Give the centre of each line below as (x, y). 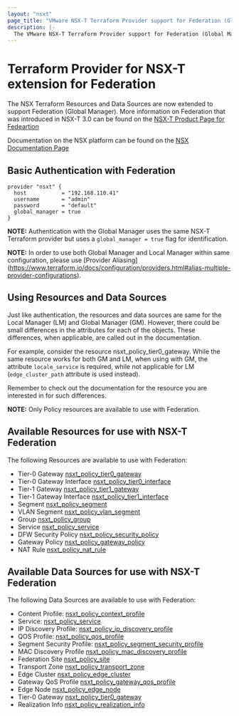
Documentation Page (38, 148)
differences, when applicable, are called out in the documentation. (104, 337)
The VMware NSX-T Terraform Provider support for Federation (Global (119, 34)
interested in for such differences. (57, 395)
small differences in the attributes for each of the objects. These (101, 330)
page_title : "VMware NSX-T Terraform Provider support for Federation (114, 21)
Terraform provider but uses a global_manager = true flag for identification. (118, 239)
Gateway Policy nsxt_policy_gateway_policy (81, 541)
